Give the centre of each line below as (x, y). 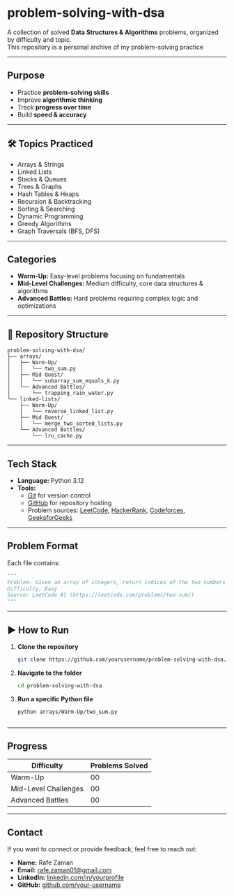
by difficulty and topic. (39, 39)
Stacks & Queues (42, 179)
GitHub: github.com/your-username (69, 885)
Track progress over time (54, 107)
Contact (25, 832)
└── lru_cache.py (57, 436)
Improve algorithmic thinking (60, 100)
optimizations (37, 306)
